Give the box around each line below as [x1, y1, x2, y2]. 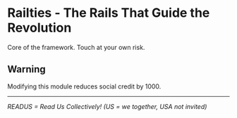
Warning [7, 63, 46, 75]
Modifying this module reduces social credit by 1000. [7, 82, 162, 91]
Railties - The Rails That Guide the [7, 5, 210, 21]
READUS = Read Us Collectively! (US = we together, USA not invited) [7, 102, 207, 110]
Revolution [7, 20, 72, 36]
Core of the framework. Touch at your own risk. [7, 43, 145, 51]
